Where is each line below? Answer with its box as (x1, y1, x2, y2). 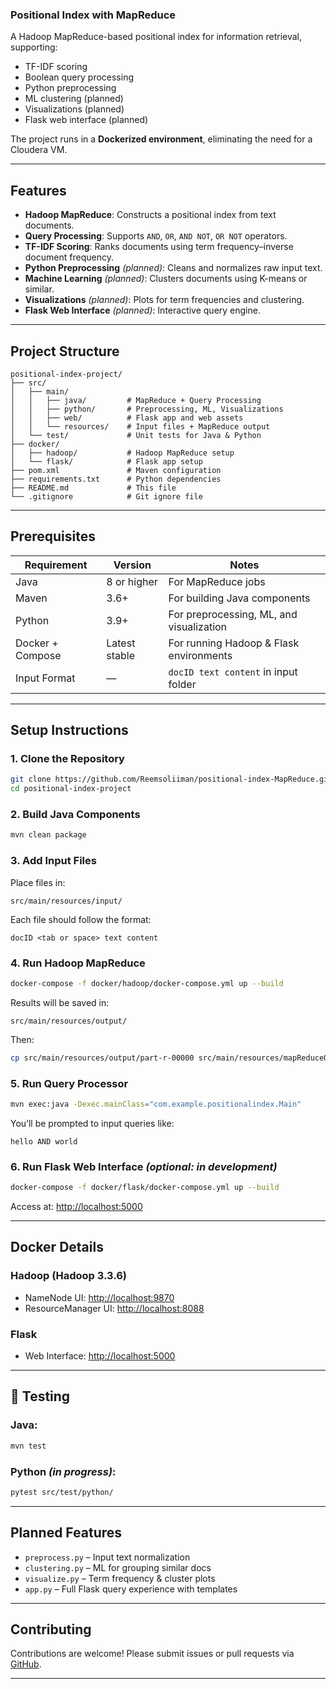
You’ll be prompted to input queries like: (10, 1117, 175, 1129)
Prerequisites (10, 528, 96, 545)
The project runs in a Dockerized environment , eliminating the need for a (10, 133, 313, 145)
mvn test (10, 1441, 47, 1451)
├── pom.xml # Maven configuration (10, 465, 222, 475)
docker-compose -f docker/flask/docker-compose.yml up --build (10, 1183, 280, 1193)
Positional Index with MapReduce (10, 8, 177, 22)
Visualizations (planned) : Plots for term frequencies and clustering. (24, 294, 305, 306)
